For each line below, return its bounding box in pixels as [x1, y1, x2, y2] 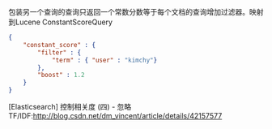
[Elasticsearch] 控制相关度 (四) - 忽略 [8, 102, 132, 111]
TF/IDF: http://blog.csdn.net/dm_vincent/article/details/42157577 [8, 111, 223, 120]
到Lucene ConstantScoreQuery [8, 17, 113, 27]
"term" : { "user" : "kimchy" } [51, 56, 158, 64]
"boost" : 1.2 [37, 71, 85, 80]
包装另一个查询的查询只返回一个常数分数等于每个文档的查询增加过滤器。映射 [8, 7, 264, 16]
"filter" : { [37, 48, 82, 57]
